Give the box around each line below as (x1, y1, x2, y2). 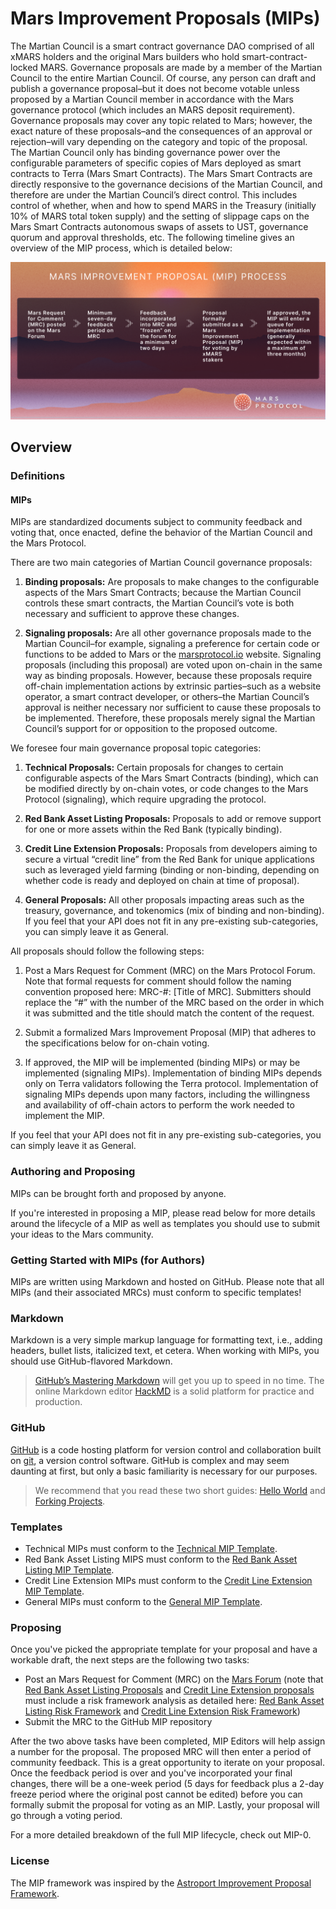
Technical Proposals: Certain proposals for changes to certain (24, 762, 284, 774)
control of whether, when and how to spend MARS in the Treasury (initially (10, 199, 317, 211)
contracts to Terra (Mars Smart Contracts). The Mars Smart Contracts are (10, 167, 313, 179)
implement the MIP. (24, 1110, 105, 1122)
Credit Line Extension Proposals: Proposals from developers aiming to (24, 843, 318, 855)
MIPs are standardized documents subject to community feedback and (10, 516, 303, 528)
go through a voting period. (10, 1810, 123, 1822)
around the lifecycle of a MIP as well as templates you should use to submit (10, 1217, 320, 1229)
